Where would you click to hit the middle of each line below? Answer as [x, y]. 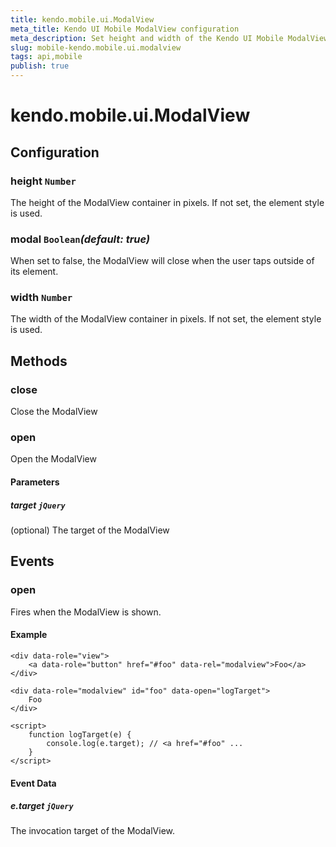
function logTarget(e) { [80, 734]
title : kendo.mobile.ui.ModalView [82, 19]
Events [32, 561]
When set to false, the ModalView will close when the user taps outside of [162, 261]
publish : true [40, 66]
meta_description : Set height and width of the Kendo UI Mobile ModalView [169, 38]
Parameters [35, 482]
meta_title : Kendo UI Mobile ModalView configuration [125, 29]
